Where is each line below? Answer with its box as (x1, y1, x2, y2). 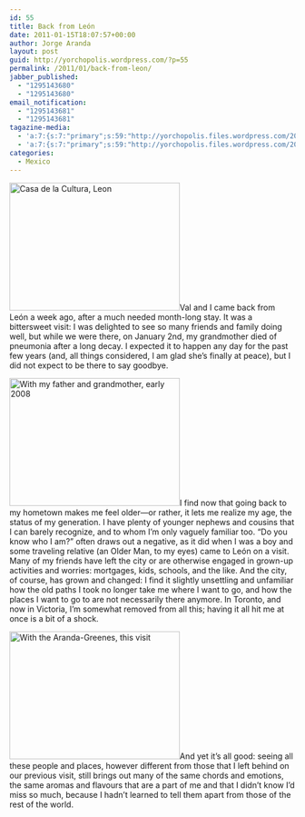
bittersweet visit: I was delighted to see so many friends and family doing (9, 321, 283, 332)
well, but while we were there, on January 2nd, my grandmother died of (9, 331, 278, 342)
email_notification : (9, 97, 88, 107)
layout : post (9, 47, 59, 56)
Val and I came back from (180, 302, 275, 313)
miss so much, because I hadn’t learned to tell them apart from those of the (9, 789, 291, 800)
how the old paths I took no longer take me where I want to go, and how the (9, 583, 292, 595)
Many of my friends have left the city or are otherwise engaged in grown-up (9, 555, 293, 566)
